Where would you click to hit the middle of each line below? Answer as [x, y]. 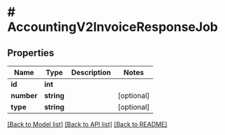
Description [91, 72]
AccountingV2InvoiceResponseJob [112, 27]
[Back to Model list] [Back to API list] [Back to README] [87, 124]
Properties [31, 53]
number [24, 95]
